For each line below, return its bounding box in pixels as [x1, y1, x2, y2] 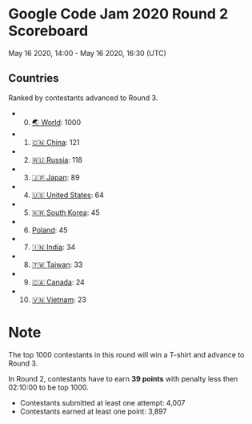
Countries [8, 71, 59, 85]
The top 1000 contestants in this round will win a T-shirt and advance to [8, 349, 245, 359]
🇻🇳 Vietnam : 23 [31, 294, 86, 305]
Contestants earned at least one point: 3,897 [19, 406, 167, 416]
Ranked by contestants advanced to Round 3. [8, 93, 158, 103]
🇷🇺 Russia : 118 [31, 155, 82, 164]
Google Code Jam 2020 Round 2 [8, 5, 229, 23]
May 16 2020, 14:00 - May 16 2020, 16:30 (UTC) [8, 48, 166, 58]
